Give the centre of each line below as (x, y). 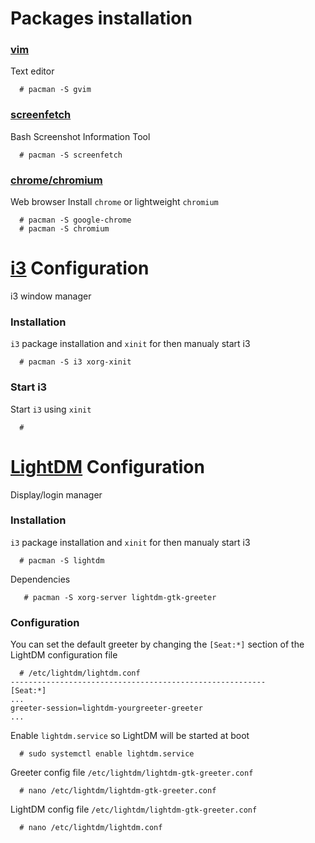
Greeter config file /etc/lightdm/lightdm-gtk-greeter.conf (132, 773)
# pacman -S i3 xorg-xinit (75, 362)
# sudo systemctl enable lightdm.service (107, 754)
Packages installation (101, 18)
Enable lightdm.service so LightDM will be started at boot (130, 736)
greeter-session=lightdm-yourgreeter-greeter (106, 708)
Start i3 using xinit (51, 409)
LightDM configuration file (64, 655)
